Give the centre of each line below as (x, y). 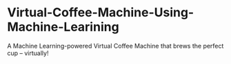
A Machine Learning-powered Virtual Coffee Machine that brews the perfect (115, 46)
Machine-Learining (63, 27)
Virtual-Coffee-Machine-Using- (101, 13)
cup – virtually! (28, 53)
